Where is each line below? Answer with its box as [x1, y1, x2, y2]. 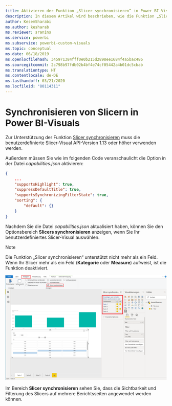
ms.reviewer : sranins [5, 30, 52, 35]
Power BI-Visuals [5, 118, 80, 129]
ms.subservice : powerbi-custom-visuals [5, 41, 91, 46]
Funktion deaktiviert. [5, 265, 49, 271]
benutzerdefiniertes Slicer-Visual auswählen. [5, 234, 100, 240]
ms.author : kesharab [5, 25, 50, 30]
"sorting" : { [14, 198, 42, 203]
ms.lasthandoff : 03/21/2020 [5, 78, 66, 84]
